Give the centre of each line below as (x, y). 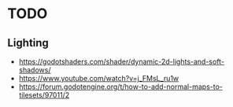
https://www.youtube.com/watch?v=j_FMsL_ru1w (99, 78)
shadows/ (35, 70)
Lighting (28, 43)
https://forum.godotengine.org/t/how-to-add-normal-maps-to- (121, 87)
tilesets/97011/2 (44, 95)
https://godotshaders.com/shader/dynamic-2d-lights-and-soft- (122, 61)
